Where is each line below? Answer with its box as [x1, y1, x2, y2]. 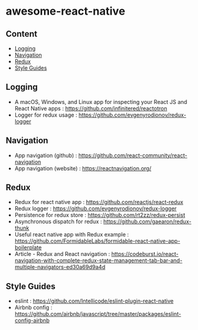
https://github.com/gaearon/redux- [103, 218, 192, 226]
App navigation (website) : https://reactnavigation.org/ [14, 164, 152, 172]
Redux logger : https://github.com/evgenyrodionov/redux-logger [14, 205, 177, 212]
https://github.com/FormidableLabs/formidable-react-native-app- [14, 237, 181, 245]
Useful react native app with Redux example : [14, 231, 129, 238]
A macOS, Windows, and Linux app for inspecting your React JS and [14, 98, 188, 105]
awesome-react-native [5, 4, 126, 18]
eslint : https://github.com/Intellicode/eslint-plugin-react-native [14, 298, 174, 305]
